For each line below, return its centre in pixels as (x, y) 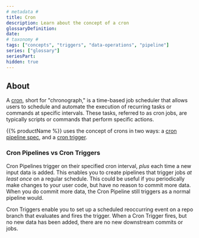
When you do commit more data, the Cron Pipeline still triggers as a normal (98, 191)
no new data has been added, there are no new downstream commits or (95, 222)
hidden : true (22, 62)
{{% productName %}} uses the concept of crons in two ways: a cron (91, 131)
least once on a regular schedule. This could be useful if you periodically (95, 178)
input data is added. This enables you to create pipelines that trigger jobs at (99, 172)
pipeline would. (25, 197)
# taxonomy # (22, 39)
